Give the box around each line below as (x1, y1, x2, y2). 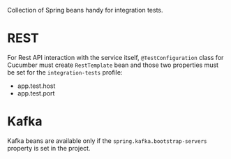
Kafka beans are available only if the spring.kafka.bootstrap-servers (7, 136, 207, 145)
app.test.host (17, 82, 56, 90)
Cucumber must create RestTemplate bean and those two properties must (7, 61, 218, 69)
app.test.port (17, 89, 55, 97)
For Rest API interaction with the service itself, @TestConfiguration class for (7, 53, 224, 61)
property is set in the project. (7, 144, 91, 152)
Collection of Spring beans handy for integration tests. (7, 6, 163, 14)
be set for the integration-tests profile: (7, 68, 123, 76)
